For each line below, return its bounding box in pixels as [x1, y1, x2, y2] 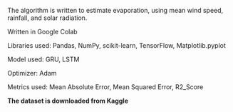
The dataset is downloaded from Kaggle [7, 96, 128, 105]
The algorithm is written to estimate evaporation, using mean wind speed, [7, 6, 224, 14]
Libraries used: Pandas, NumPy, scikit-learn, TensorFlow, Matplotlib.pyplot [7, 41, 227, 49]
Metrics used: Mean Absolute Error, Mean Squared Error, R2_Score [7, 83, 204, 91]
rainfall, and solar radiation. [7, 14, 88, 22]
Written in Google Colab [7, 28, 78, 36]
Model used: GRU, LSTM [7, 55, 80, 63]
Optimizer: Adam [7, 69, 57, 77]
